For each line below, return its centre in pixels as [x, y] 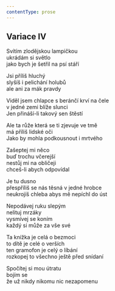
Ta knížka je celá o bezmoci [41, 237]
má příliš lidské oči [30, 132]
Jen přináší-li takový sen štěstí [45, 114]
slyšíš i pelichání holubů [36, 82]
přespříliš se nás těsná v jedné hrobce [54, 188]
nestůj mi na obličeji [31, 163]
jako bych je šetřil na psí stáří [43, 64]
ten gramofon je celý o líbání [42, 250]
